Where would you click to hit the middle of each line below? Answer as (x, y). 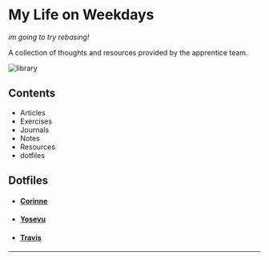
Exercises (36, 121)
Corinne (34, 201)
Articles (32, 112)
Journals (34, 129)
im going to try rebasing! (49, 37)
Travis (30, 238)
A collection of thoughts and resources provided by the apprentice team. (128, 52)
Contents (32, 93)
